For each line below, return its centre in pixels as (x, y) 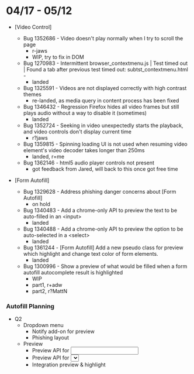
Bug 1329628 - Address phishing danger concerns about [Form (100, 191)
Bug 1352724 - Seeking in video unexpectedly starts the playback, (103, 125)
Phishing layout (50, 338)
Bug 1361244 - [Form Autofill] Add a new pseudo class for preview (103, 248)
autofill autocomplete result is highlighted (73, 272)
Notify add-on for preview (63, 331)
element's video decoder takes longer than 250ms (84, 150)
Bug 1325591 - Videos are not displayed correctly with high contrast (105, 88)
